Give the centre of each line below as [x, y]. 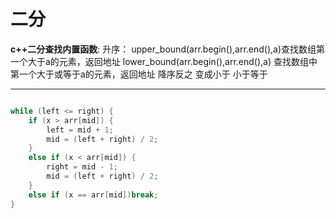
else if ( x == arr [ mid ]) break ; [93, 195]
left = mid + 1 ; [80, 130]
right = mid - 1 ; [82, 167]
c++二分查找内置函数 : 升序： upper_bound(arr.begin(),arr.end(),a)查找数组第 [168, 49]
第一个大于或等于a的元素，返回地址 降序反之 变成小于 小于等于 [139, 74]
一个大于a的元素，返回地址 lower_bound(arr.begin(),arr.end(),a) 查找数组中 [164, 61]
